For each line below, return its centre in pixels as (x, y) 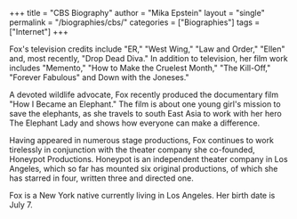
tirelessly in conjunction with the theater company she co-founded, (132, 150)
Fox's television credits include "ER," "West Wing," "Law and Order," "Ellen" (147, 49)
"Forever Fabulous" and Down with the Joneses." (99, 77)
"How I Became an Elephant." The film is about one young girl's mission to (145, 104)
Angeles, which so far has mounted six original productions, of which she (144, 169)
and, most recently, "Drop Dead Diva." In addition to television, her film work (148, 58)
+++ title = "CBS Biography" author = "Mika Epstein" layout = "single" (137, 13)
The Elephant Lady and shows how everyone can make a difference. (135, 123)
